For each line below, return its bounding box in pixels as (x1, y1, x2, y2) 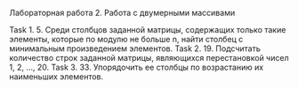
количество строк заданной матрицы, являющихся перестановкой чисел (9, 53, 289, 63)
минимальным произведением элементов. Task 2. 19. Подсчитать (9, 43, 261, 54)
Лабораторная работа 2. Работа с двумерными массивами (9, 8, 236, 18)
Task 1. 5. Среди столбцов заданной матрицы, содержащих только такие (9, 25, 286, 34)
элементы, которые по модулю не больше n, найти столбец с (9, 34, 244, 44)
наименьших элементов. (9, 71, 104, 82)
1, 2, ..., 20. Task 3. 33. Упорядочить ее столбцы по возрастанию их (9, 62, 264, 72)
